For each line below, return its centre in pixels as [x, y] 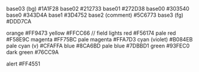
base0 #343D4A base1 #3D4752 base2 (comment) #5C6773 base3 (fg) [95, 15]
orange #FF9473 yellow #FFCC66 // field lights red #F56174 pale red [91, 33]
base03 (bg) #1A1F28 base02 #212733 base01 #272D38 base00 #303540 [98, 9]
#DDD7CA [19, 21]
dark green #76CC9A [32, 52]
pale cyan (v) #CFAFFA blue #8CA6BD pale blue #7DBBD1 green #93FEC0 [98, 46]
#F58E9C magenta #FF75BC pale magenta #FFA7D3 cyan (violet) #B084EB [99, 39]
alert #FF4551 [23, 64]
